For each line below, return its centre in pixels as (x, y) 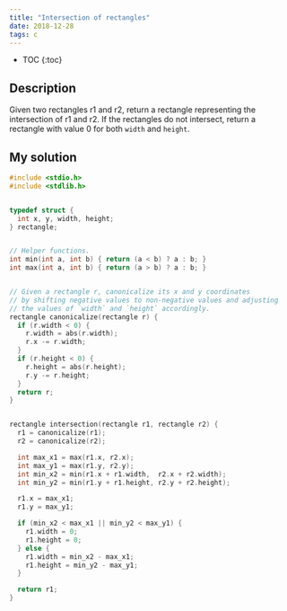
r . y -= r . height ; (58, 375)
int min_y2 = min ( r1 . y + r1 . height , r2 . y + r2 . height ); (124, 483)
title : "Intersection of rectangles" (80, 18)
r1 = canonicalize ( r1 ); (61, 433)
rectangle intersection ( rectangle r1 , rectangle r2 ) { (114, 425)
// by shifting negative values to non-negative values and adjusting (144, 300)
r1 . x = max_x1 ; (46, 499)
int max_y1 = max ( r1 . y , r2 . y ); (76, 465)
